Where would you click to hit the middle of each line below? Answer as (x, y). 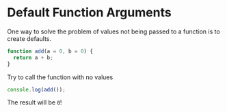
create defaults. (29, 38)
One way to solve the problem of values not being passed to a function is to (113, 31)
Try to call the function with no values (60, 77)
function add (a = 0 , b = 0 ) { (50, 51)
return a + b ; (33, 57)
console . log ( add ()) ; (37, 89)
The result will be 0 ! (35, 102)
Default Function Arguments (90, 13)
